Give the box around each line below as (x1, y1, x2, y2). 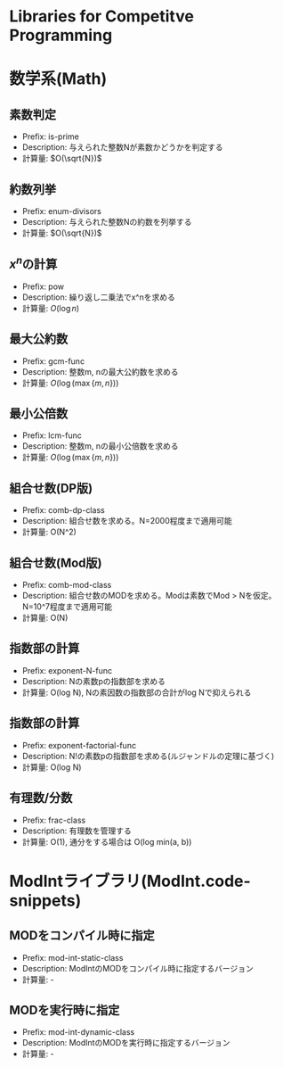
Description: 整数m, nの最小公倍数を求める (21, 441, 179, 451)
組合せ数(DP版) (9, 480, 93, 496)
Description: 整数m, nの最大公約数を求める (21, 366, 179, 376)
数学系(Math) (9, 69, 108, 89)
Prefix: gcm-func (21, 355, 85, 367)
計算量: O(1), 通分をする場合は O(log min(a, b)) (21, 836, 192, 847)
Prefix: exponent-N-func (21, 665, 113, 675)
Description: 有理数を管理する (21, 825, 132, 836)
